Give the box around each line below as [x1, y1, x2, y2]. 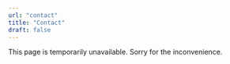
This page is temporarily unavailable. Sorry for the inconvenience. [8, 48, 223, 57]
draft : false [8, 26, 51, 34]
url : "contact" [8, 11, 58, 20]
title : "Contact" [8, 19, 66, 27]
